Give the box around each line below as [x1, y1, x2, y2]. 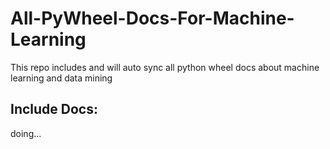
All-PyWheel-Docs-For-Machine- [10, 7, 295, 30]
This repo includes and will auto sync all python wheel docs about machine [10, 61, 320, 73]
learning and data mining [10, 72, 113, 84]
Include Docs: [10, 101, 98, 118]
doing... [10, 127, 42, 139]
